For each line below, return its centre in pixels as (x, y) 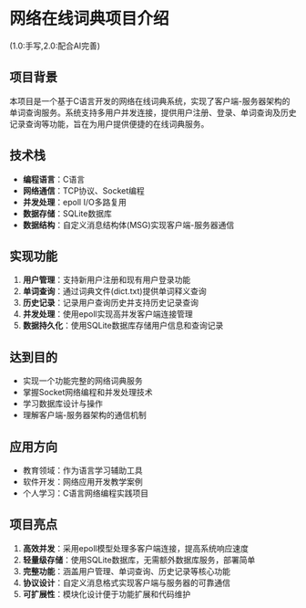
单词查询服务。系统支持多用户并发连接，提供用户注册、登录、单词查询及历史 (153, 112)
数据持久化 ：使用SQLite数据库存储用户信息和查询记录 (123, 326)
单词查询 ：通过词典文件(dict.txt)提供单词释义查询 (114, 291)
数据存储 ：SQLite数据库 (67, 213)
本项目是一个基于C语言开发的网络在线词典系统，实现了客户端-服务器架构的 (150, 100)
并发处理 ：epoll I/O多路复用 (75, 202)
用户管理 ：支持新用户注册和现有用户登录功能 (107, 280)
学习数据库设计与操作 (62, 404)
